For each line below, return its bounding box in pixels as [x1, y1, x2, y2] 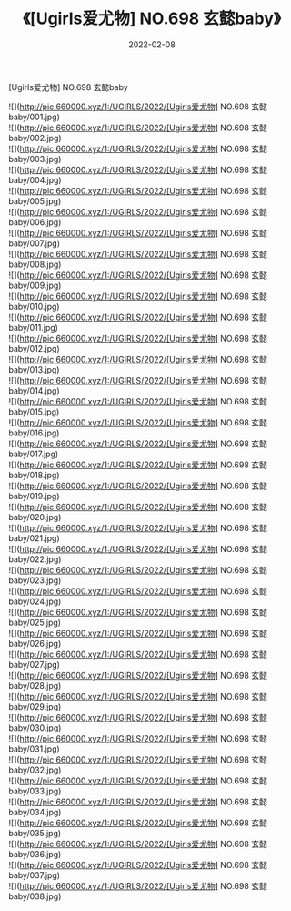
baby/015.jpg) [8, 406, 60, 417]
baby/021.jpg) [8, 532, 60, 543]
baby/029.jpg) [8, 701, 62, 711]
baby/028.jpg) [8, 680, 62, 691]
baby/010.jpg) [8, 301, 60, 312]
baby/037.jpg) [8, 869, 61, 880]
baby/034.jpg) [8, 806, 62, 817]
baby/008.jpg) [8, 259, 62, 270]
